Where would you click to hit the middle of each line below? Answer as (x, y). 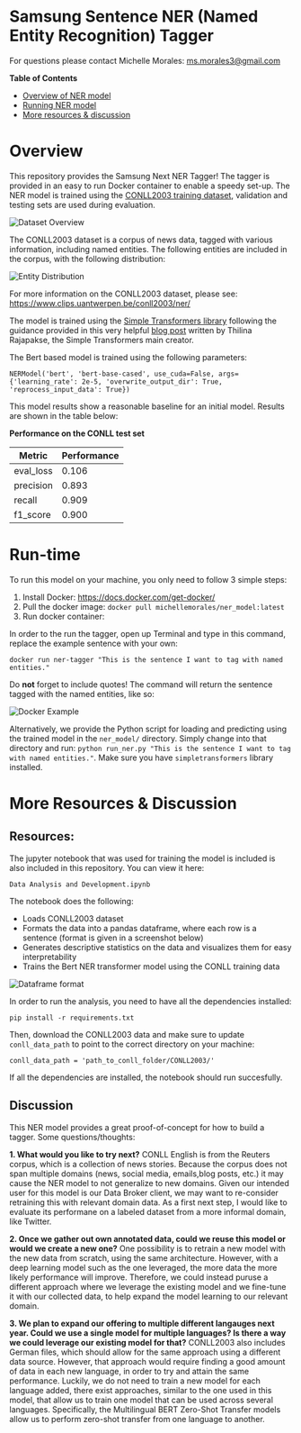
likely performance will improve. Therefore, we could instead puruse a (139, 1277)
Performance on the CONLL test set (77, 433)
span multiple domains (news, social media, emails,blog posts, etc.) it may (147, 1174)
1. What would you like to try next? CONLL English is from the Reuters (140, 1154)
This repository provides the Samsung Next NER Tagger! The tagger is (140, 176)
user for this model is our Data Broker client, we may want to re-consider (144, 1193)
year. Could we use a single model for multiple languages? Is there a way (148, 1333)
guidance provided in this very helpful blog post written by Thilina (131, 330)
